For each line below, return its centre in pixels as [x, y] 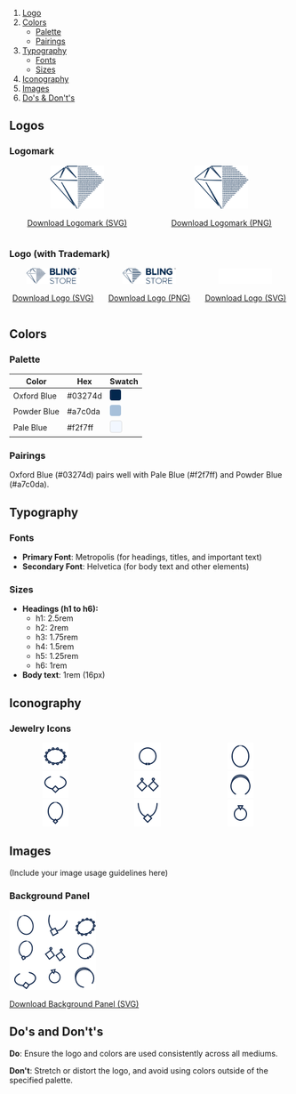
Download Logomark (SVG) [77, 223]
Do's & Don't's [48, 98]
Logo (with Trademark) [60, 254]
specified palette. [41, 1080]
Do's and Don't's [56, 1032]
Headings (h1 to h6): [60, 609]
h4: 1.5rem [55, 647]
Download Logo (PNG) [149, 298]
